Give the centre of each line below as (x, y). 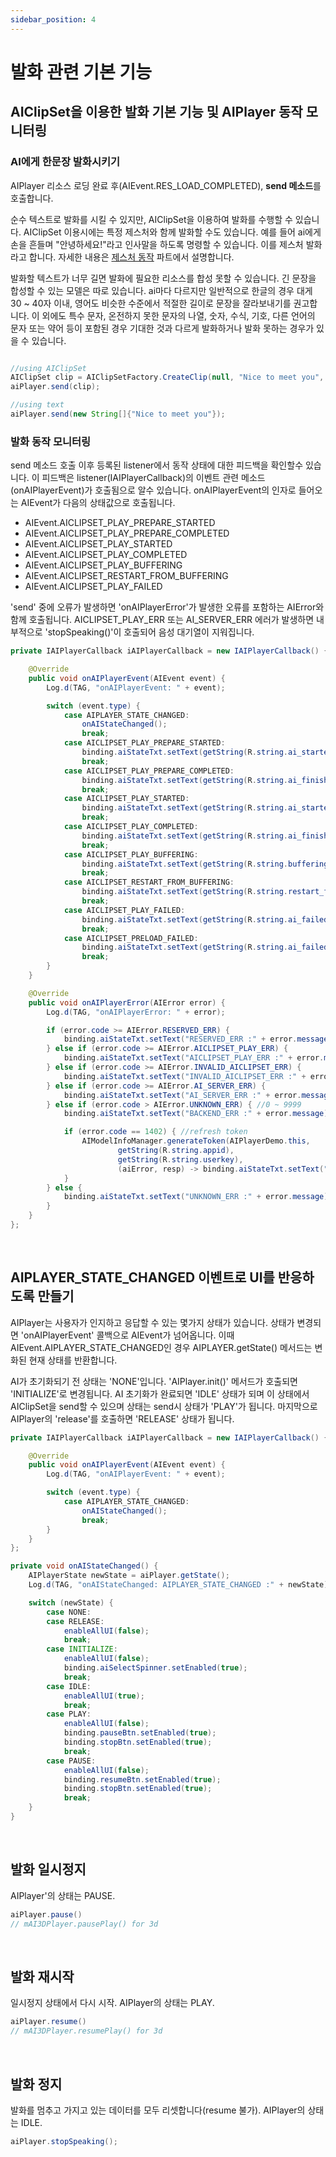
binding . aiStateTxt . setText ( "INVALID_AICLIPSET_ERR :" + (185, 1076)
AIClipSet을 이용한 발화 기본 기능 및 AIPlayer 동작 (156, 112)
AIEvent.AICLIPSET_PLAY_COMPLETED (106, 555)
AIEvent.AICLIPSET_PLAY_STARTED (98, 544)
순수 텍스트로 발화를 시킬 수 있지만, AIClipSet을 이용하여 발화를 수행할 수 (151, 219)
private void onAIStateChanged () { (84, 1566)
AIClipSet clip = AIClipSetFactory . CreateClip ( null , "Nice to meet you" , (167, 377)
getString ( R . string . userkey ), (180, 1159)
